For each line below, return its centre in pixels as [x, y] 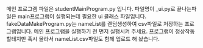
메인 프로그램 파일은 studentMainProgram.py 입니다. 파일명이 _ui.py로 [91, 9]
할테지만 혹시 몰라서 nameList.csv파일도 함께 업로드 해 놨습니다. [83, 39]
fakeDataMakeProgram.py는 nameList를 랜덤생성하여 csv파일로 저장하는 [95, 24]
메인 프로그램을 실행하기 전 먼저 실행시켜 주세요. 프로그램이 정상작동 [114, 31]
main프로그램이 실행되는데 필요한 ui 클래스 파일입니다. [82, 16]
